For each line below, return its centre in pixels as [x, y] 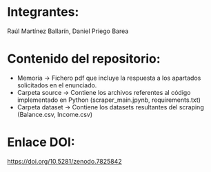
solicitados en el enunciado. [57, 85]
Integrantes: [43, 12]
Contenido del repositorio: [84, 59]
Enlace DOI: [41, 142]
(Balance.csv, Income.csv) [55, 114]
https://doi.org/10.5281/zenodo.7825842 [64, 161]
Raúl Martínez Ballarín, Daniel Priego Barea [68, 31]
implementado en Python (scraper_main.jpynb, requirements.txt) [109, 100]
